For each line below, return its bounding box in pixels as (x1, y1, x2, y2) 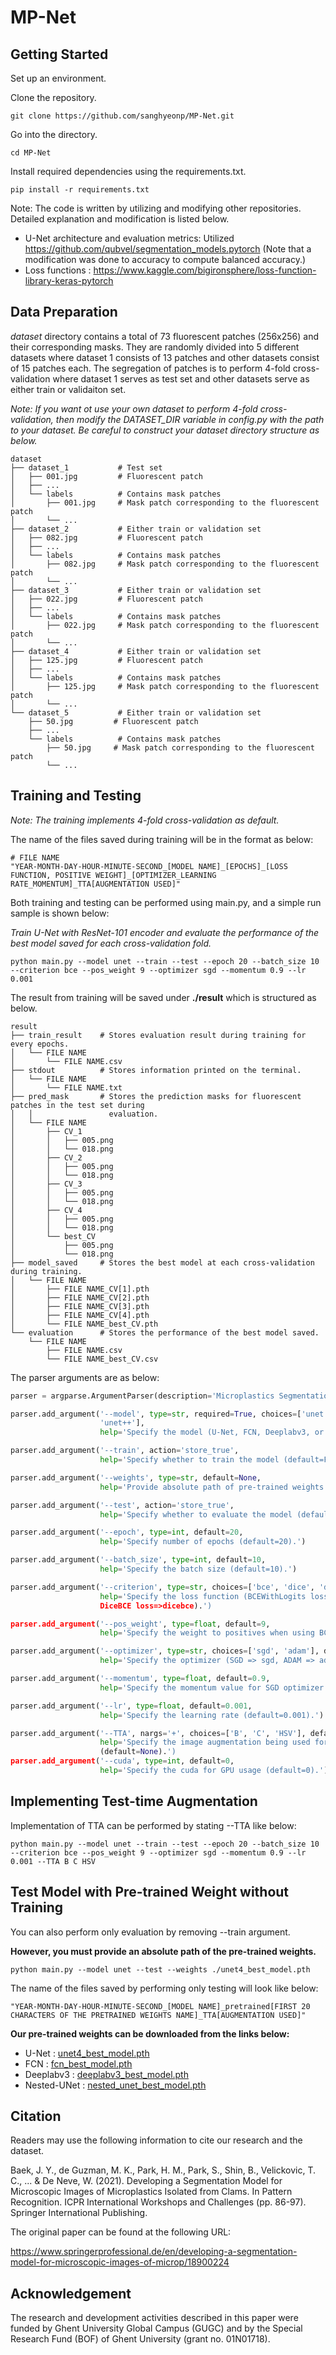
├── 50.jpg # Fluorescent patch (28, 716, 199, 726)
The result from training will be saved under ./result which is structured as (10, 991, 317, 1003)
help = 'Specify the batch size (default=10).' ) (99, 1564, 298, 1574)
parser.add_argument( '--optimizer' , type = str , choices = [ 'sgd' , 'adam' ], (10, 1646, 320, 1656)
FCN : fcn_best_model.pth (24, 2057, 133, 2070)
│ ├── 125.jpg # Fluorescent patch (10, 655, 203, 665)
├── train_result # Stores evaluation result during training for (10, 1030, 307, 1040)
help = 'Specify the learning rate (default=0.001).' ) (99, 1710, 325, 1720)
